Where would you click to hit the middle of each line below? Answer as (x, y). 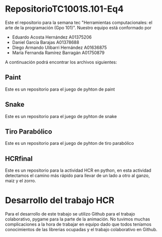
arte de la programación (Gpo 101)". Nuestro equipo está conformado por (78, 27)
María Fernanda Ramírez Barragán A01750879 (58, 53)
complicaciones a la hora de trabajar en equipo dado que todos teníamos (78, 224)
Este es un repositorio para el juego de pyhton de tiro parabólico (70, 143)
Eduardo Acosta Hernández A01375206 (52, 37)
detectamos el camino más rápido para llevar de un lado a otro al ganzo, (77, 176)
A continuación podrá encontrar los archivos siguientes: (61, 62)
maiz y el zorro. (21, 181)
